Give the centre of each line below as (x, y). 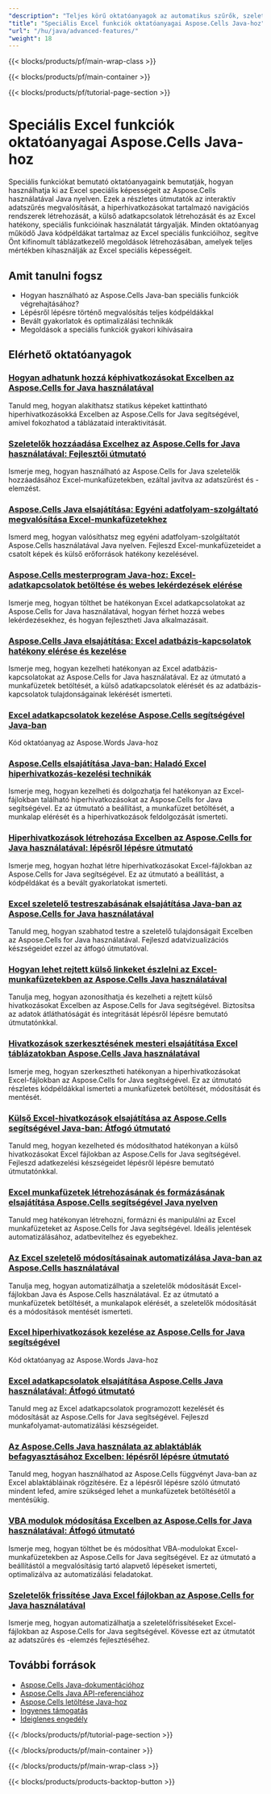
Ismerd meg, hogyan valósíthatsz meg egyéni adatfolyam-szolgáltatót (124, 537)
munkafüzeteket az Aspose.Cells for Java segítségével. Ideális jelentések (130, 1228)
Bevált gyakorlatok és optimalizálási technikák (96, 321)
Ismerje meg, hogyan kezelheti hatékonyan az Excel (94, 668)
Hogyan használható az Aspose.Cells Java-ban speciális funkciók (129, 295)
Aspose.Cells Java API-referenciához (82, 1693)
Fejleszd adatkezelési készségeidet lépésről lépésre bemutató (111, 1162)
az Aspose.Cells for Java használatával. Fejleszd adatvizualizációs (119, 940)
